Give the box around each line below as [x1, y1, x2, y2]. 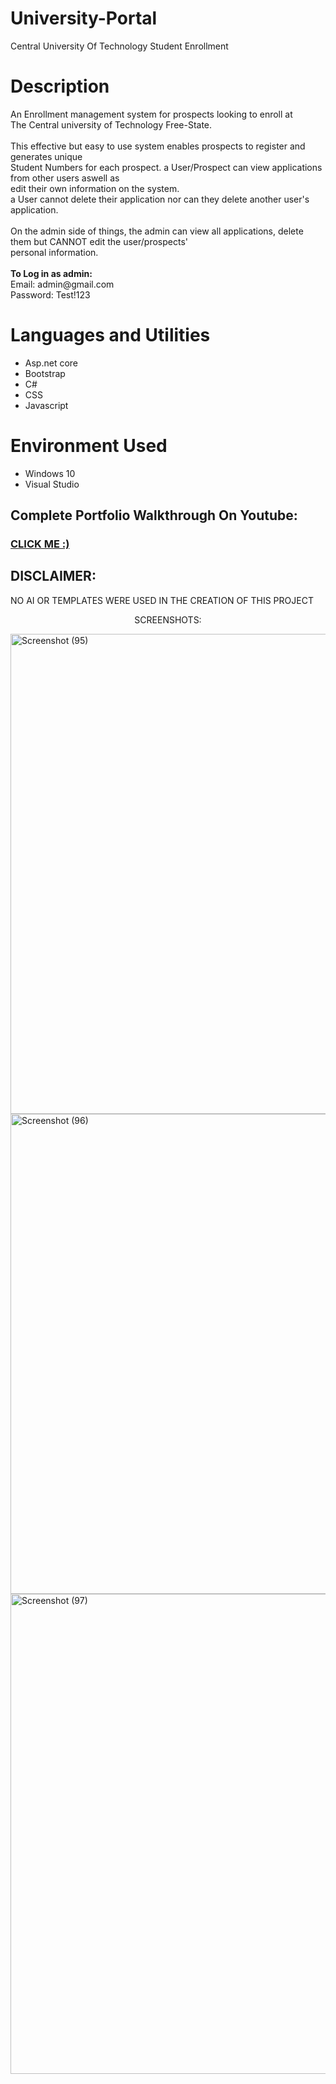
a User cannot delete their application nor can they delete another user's [10, 193, 310, 205]
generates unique [10, 150, 83, 162]
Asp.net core [24, 357, 78, 369]
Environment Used [10, 435, 168, 457]
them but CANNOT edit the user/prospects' [10, 235, 188, 247]
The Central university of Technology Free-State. [10, 118, 213, 131]
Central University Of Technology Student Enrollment [10, 40, 229, 52]
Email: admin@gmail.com [10, 278, 115, 290]
